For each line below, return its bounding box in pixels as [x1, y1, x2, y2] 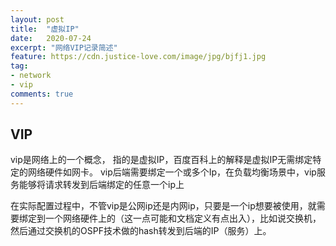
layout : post [10, 14, 65, 25]
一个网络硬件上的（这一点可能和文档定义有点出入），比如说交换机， [44, 212, 322, 225]
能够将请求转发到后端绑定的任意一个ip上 [18, 179, 185, 191]
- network [10, 71, 52, 81]
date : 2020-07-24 [10, 33, 92, 43]
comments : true [10, 89, 74, 99]
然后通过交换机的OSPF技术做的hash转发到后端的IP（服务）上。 [10, 225, 272, 237]
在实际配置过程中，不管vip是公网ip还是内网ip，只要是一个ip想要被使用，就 [10, 200, 317, 212]
